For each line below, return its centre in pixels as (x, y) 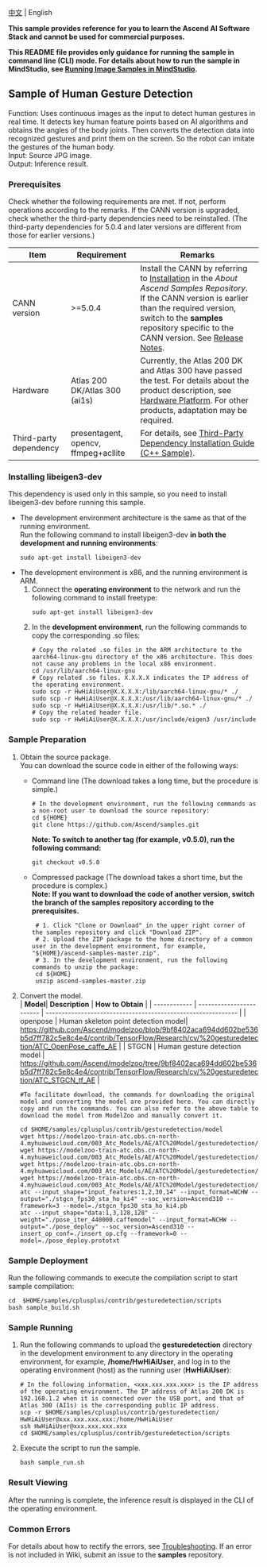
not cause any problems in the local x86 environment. (124, 664)
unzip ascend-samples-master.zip (91, 981)
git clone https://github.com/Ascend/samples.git (116, 824)
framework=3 (39, 1206)
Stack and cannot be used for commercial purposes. (97, 37)
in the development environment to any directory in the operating (126, 1353)
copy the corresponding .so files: (86, 635)
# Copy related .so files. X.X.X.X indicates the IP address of (140, 678)
